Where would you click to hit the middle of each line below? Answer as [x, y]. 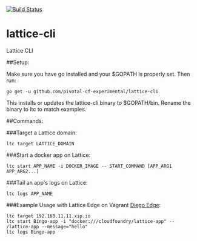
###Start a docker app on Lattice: [48, 155]
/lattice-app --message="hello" [47, 226]
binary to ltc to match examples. [46, 109]
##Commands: [25, 120]
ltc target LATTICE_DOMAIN [40, 144]
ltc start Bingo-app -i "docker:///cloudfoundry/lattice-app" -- [90, 221]
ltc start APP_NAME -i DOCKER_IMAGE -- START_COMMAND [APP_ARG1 [89, 166]
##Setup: [18, 62]
